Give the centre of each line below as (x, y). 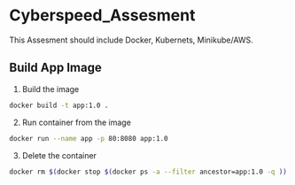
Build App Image (55, 68)
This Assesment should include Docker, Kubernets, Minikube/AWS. (132, 40)
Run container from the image (76, 122)
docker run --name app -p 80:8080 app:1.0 (89, 138)
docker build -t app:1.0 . (59, 105)
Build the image (50, 89)
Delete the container (59, 155)
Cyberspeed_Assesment (102, 15)
